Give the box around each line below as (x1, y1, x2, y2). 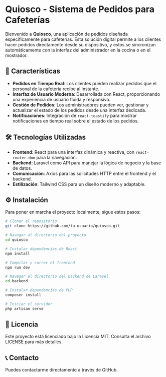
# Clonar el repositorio (5, 219, 57, 224)
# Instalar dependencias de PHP (5, 288, 73, 293)
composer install (5, 292, 42, 297)
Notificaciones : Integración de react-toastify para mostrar (12, 112, 137, 118)
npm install (5, 251, 30, 256)
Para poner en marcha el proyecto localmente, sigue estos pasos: (5, 209, 141, 215)
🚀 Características (5, 67, 61, 76)
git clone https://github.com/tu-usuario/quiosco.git (5, 223, 120, 229)
